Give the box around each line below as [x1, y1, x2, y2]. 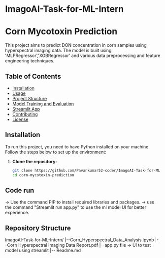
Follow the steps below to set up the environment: [5, 149, 107, 155]
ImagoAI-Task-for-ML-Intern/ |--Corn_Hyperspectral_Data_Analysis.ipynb [5, 237, 154, 243]
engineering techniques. [5, 58, 55, 64]
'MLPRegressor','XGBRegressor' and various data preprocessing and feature [5, 53, 161, 58]
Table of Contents [5, 72, 62, 81]
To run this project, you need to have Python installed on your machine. [5, 143, 150, 149]
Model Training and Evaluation [12, 101, 74, 107]
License [12, 116, 29, 122]
